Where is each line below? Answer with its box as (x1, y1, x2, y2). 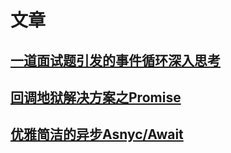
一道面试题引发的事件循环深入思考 (10, 52, 221, 69)
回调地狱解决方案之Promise (10, 89, 182, 106)
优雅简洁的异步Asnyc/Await (10, 126, 184, 143)
